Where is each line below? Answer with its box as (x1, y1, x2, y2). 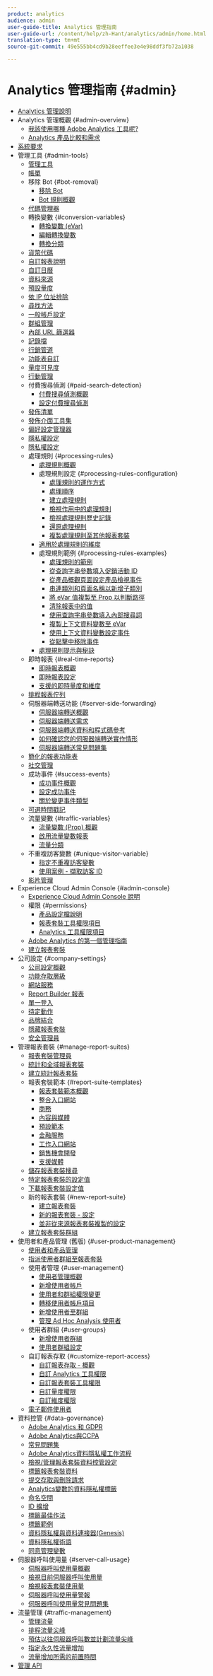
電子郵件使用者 (28, 1404, 72, 1413)
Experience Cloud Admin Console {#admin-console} (17, 883, 171, 892)
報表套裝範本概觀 (38, 1086, 89, 1095)
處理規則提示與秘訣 (38, 646, 95, 654)
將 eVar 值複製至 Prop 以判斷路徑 (49, 593, 145, 601)
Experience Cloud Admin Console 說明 (28, 892, 140, 900)
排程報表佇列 (28, 690, 66, 699)
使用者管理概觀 (38, 1272, 83, 1281)
